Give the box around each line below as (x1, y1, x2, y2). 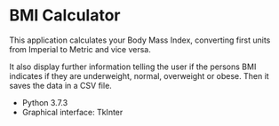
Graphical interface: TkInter (21, 106, 124, 117)
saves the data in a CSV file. (9, 80, 113, 91)
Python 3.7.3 (21, 97, 68, 107)
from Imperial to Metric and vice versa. (9, 43, 151, 54)
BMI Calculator (9, 5, 121, 26)
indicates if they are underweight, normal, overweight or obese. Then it (9, 70, 269, 81)
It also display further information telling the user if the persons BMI (9, 61, 257, 72)
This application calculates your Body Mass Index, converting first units (9, 35, 271, 45)
